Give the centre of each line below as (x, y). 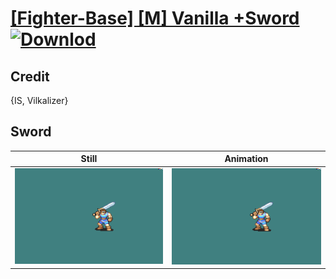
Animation (246, 159)
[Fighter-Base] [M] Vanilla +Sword (155, 18)
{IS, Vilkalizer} (39, 100)
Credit (30, 76)
